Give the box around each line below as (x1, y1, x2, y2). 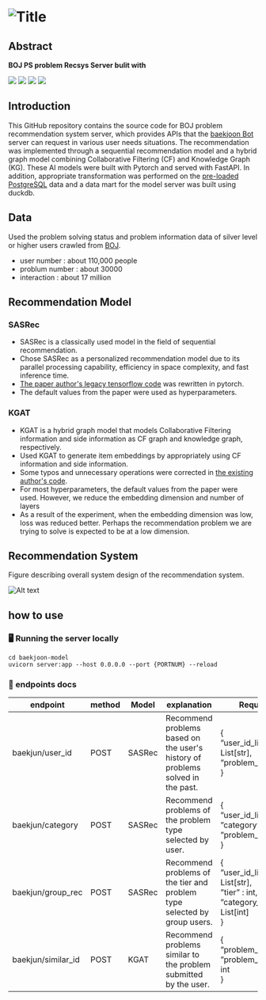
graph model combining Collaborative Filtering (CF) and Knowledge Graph (8, 154, 251, 164)
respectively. (19, 442, 62, 451)
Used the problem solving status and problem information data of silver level (8, 232, 258, 241)
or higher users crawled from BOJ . (8, 240, 121, 249)
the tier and (165, 877, 208, 888)
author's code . (19, 476, 68, 485)
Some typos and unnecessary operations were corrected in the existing (19, 467, 253, 477)
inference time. (19, 371, 70, 380)
